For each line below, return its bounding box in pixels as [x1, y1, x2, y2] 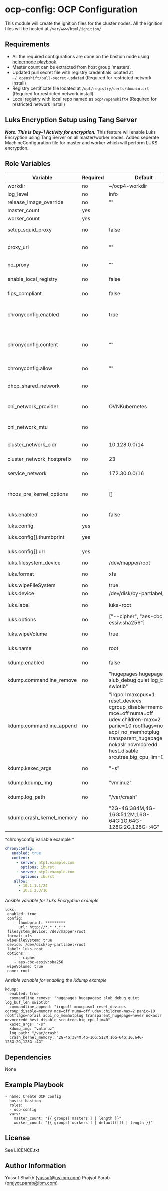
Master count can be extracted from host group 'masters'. [12, 64, 132, 70]
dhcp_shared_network [7, 382, 60, 389]
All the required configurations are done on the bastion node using [12, 53, 150, 59]
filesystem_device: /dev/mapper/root [7, 929, 86, 934]
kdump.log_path [7, 794, 46, 801]
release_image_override [7, 199, 64, 206]
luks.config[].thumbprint [7, 534, 65, 541]
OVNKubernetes [109, 403, 147, 410]
